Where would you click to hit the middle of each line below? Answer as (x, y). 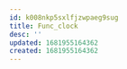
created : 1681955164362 (54, 51)
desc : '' (26, 34)
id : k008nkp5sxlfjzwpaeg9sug (64, 17)
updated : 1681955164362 (54, 43)
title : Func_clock (44, 26)
